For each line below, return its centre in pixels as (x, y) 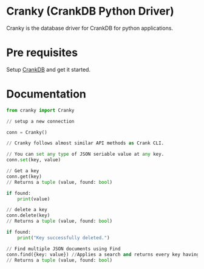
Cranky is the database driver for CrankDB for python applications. (90, 28)
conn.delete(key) (28, 215)
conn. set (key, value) (34, 160)
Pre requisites (42, 53)
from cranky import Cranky (40, 110)
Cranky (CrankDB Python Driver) (90, 11)
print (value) (34, 199)
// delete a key (27, 210)
